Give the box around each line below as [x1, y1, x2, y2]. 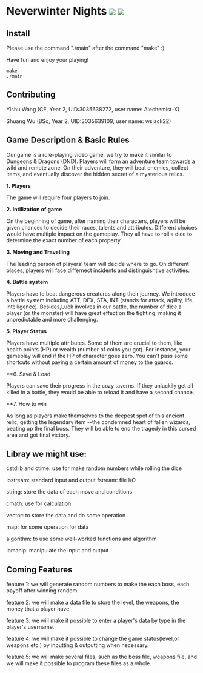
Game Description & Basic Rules [6, 135, 130, 145]
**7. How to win [6, 400, 47, 407]
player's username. [6, 623, 55, 631]
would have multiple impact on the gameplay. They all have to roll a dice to [6, 230, 193, 237]
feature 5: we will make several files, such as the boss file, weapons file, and [6, 653, 198, 661]
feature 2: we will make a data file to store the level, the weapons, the [6, 598, 180, 606]
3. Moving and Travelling [6, 248, 70, 256]
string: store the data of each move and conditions [6, 488, 133, 496]
